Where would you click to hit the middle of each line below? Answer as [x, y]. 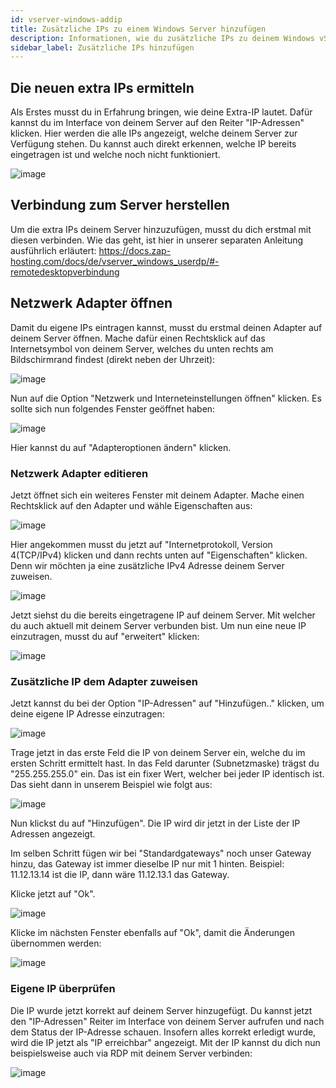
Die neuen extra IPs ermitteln [102, 87]
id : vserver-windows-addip [66, 19]
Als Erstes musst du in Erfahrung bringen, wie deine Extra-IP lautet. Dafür [161, 112]
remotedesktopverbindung [65, 272]
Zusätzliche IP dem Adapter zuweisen [104, 681]
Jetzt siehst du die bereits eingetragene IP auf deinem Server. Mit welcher [163, 615]
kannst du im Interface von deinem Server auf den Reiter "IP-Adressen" [157, 123]
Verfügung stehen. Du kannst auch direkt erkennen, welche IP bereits [153, 144]
